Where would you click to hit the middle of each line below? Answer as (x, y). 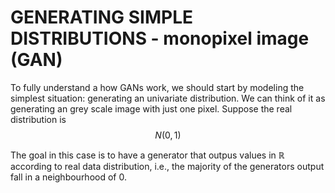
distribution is (38, 119)
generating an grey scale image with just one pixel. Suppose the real (151, 108)
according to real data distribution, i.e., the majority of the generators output (167, 166)
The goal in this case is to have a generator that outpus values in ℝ (147, 155)
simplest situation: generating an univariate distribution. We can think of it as (168, 98)
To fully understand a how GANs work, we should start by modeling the (157, 87)
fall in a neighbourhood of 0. (68, 177)
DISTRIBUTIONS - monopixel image (160, 38)
